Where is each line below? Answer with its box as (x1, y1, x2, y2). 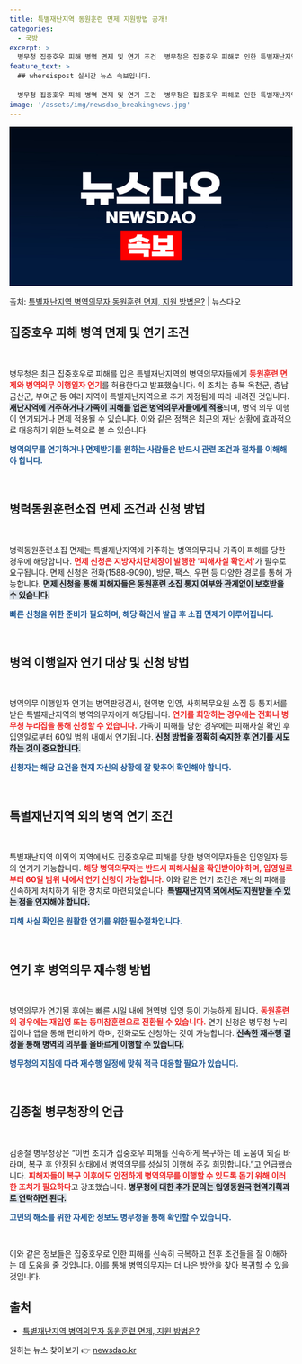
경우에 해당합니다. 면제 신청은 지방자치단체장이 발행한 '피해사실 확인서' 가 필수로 (9, 555, 287, 567)
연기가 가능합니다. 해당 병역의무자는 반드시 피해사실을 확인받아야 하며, (18, 863, 262, 874)
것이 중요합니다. (25, 743, 82, 754)
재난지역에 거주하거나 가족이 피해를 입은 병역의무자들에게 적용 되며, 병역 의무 (9, 402, 274, 413)
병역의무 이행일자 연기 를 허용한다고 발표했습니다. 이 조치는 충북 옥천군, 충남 (25, 379, 289, 390)
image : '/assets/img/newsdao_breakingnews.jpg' (9, 100, 191, 109)
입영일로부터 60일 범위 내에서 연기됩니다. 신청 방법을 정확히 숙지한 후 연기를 (9, 732, 274, 742)
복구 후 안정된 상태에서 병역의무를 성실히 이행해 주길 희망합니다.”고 (28, 1159, 262, 1169)
